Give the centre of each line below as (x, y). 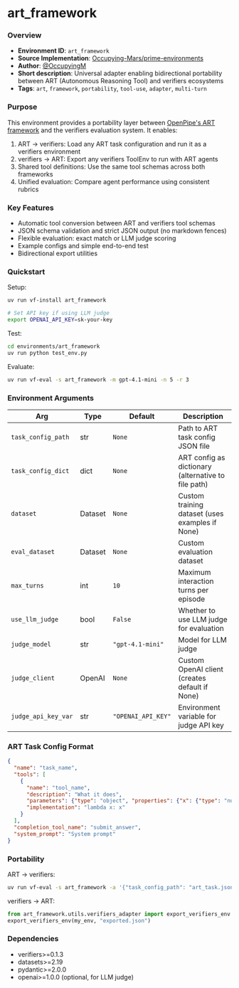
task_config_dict (40, 471)
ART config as (201, 457)
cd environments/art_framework (54, 346)
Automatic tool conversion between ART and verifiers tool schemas (116, 223)
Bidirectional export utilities (58, 253)
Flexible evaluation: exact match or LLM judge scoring (97, 238)
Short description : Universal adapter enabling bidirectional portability (120, 73)
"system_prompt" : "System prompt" (65, 834)
